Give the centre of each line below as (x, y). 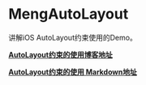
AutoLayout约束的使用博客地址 (61, 54)
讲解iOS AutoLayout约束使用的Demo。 (73, 37)
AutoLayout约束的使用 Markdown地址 (73, 72)
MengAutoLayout (69, 14)
